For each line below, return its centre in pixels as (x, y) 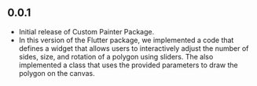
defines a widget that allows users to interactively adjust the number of (134, 48)
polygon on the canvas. (57, 73)
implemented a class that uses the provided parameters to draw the (128, 65)
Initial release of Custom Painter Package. (86, 31)
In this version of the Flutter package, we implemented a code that (126, 40)
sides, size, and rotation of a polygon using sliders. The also (116, 56)
